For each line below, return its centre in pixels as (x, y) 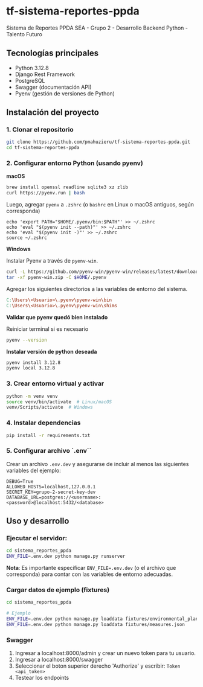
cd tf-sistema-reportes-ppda (43, 148)
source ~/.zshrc (27, 238)
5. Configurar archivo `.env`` (49, 451)
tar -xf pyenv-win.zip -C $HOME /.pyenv (56, 278)
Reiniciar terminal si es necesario (47, 329)
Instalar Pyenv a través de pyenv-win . (52, 261)
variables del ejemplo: (34, 470)
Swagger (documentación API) (53, 87)
